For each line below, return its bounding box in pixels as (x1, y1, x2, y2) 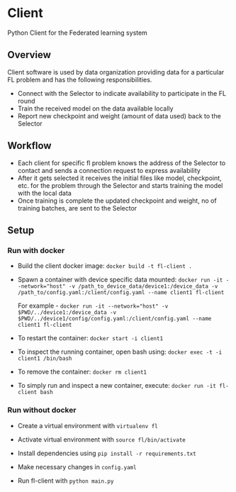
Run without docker (7, 406, 77, 415)
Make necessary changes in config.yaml (17, 462, 137, 471)
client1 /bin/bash (17, 355, 72, 362)
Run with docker (7, 245, 65, 255)
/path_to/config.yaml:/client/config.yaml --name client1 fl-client (17, 289, 225, 296)
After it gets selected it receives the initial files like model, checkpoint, (17, 174, 222, 182)
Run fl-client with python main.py (17, 476, 114, 485)
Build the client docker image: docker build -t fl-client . (17, 262, 193, 270)
